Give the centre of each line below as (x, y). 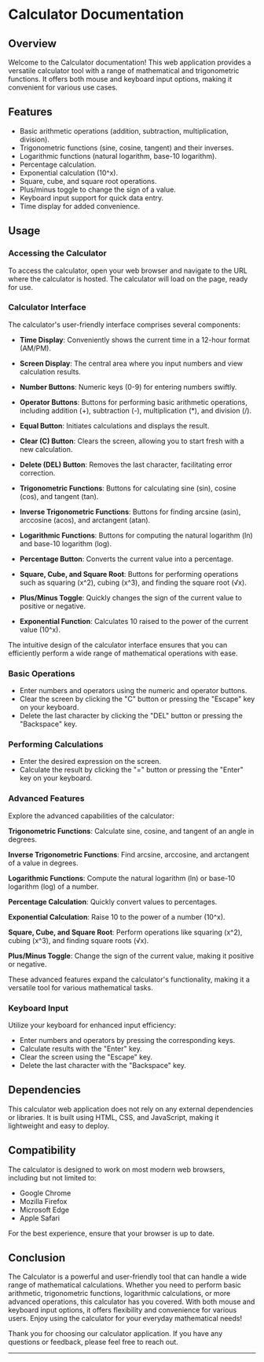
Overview (33, 44)
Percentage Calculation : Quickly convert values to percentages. (113, 901)
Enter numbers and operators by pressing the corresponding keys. (127, 1040)
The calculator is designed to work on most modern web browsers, (117, 1169)
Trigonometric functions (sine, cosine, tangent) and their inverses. (126, 148)
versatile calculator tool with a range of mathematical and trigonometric (124, 71)
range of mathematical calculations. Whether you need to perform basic (125, 1285)
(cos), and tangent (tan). (59, 496)
